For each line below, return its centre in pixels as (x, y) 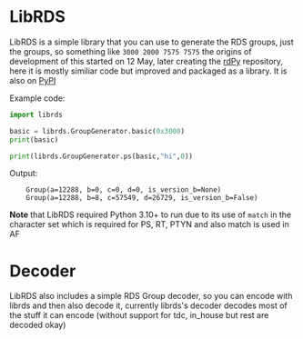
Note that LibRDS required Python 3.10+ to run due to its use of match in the (151, 214)
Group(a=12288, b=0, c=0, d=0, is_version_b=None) (124, 190)
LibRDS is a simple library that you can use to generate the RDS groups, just (151, 42)
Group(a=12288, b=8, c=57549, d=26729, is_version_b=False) (142, 198)
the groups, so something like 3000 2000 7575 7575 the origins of (131, 51)
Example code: (37, 98)
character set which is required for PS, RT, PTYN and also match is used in (149, 224)
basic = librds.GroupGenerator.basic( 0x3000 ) (97, 131)
